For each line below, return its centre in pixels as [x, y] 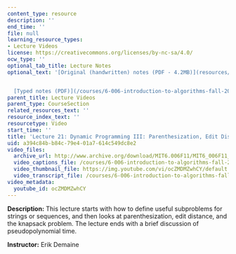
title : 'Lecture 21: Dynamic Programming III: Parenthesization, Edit [113, 136]
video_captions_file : [45, 163]
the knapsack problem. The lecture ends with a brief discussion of [103, 223]
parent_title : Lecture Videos [52, 98]
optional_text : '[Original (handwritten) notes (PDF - [89, 72]
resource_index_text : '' [44, 117]
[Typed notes [33, 91]
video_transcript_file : [48, 176]
